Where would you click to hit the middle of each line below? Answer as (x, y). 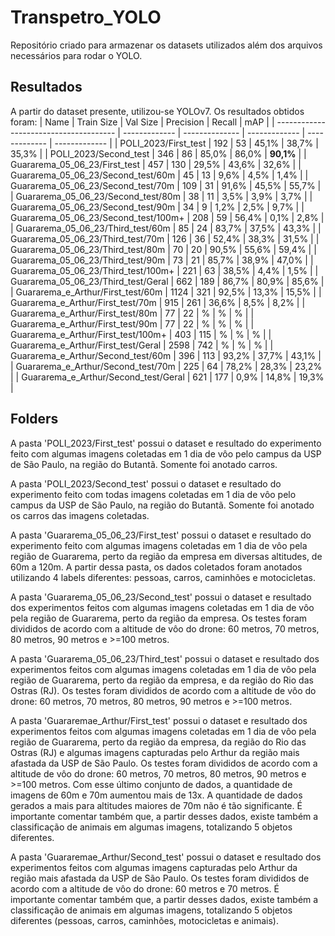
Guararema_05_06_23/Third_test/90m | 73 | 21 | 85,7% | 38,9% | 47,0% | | (162, 260)
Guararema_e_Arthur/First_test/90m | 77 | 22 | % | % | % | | (132, 323)
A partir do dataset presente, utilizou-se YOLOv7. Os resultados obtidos (157, 111)
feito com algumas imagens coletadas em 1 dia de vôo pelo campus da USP (166, 453)
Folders (34, 419)
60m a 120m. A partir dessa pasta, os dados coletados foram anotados (156, 567)
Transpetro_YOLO (86, 17)
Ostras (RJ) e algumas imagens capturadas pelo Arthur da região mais (155, 752)
